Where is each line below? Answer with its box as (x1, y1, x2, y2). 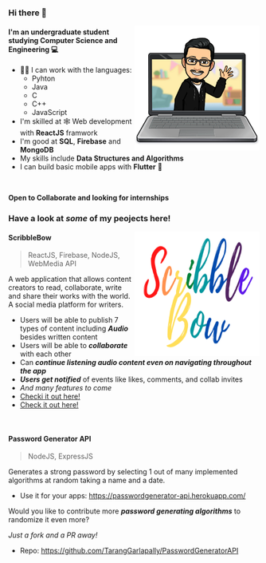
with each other (19, 349, 72, 359)
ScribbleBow (8, 232, 52, 242)
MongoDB (19, 145, 54, 155)
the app (19, 367, 46, 376)
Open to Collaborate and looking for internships (8, 193, 170, 203)
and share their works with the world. (8, 291, 131, 301)
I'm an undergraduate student (8, 27, 110, 37)
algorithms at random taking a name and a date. (8, 475, 166, 486)
